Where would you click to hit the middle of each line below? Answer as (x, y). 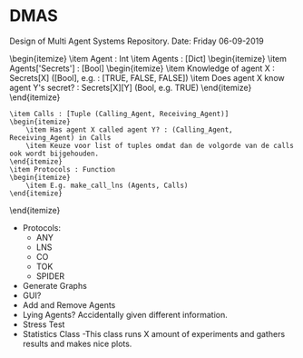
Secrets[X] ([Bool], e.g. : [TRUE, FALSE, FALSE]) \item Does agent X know (147, 77)
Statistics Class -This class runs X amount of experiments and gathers (154, 333)
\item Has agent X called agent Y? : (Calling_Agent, (129, 129)
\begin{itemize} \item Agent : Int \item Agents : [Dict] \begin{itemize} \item (148, 58)
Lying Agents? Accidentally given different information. (125, 314)
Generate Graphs (55, 285)
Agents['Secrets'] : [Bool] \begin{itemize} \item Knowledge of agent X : (142, 68)
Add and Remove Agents (69, 304)
